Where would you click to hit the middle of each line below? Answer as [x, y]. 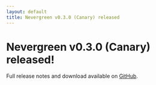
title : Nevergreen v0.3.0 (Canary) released [63, 17]
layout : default [27, 12]
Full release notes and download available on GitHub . [72, 76]
